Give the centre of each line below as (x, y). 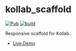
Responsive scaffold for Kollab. (38, 33)
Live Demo (24, 43)
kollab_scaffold (38, 9)
